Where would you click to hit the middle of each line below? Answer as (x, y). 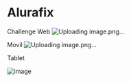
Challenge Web (29, 31)
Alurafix (31, 13)
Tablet (16, 58)
